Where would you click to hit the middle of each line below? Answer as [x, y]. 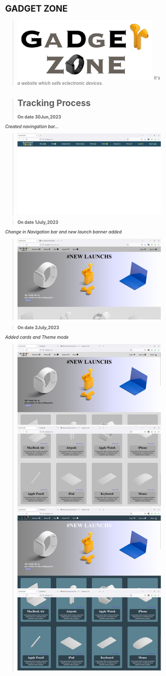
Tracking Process [54, 103]
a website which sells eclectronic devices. [60, 83]
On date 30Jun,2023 [39, 116]
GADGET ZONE [37, 9]
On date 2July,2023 [38, 328]
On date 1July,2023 [38, 222]
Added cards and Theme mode [37, 337]
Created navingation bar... [32, 126]
